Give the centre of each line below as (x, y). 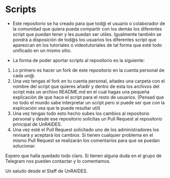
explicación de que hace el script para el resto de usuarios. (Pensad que (88, 97)
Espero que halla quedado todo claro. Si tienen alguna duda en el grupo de (83, 156)
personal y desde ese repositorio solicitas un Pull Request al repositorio (87, 118)
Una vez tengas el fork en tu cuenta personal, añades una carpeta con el (89, 81)
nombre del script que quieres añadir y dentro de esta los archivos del (86, 86)
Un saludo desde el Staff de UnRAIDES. (46, 171)
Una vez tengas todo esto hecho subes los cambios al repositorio (81, 113)
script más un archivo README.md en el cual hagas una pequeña (81, 92)
